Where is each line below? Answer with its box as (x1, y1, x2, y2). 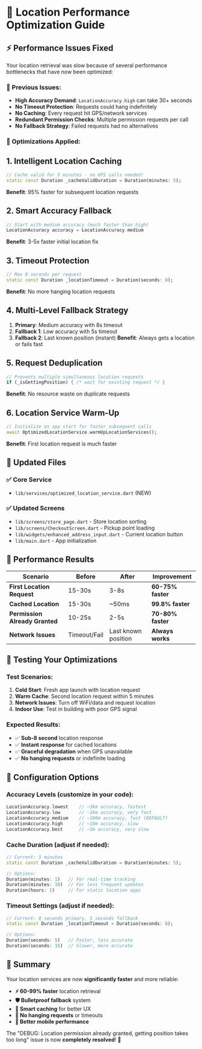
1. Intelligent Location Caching (6, 156, 122, 166)
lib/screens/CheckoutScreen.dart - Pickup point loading (14, 524, 155, 531)
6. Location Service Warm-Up (6, 408, 120, 418)
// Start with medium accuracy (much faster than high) (6, 222, 149, 228)
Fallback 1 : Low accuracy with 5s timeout (14, 328, 118, 335)
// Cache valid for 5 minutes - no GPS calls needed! (6, 172, 144, 178)
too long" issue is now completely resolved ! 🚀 (6, 1036, 121, 1043)
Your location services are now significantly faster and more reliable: (6, 975, 179, 982)
